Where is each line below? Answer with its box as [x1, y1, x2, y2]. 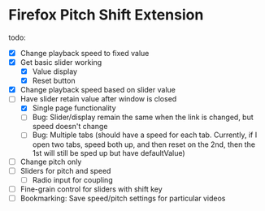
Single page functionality [32, 103, 116, 113]
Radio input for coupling [32, 174, 113, 184]
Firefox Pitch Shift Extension [8, 6, 204, 24]
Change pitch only [20, 157, 82, 166]
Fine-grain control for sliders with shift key [20, 184, 163, 194]
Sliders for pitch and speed [20, 166, 111, 175]
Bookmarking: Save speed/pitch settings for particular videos [20, 193, 226, 203]
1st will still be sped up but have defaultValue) [32, 148, 185, 157]
